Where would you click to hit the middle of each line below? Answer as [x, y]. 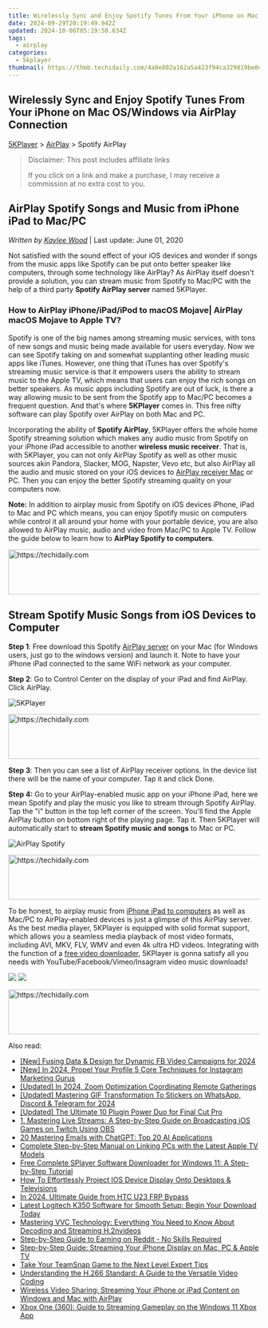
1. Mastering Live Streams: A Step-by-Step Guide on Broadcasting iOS [135, 1120]
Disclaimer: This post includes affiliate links [99, 160]
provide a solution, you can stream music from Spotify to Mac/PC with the [130, 281]
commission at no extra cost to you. [87, 184]
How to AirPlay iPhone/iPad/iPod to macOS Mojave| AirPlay [126, 310]
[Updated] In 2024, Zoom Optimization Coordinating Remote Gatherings [138, 1087]
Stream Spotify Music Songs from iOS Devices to [132, 615]
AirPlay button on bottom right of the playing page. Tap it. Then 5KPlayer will [134, 820]
